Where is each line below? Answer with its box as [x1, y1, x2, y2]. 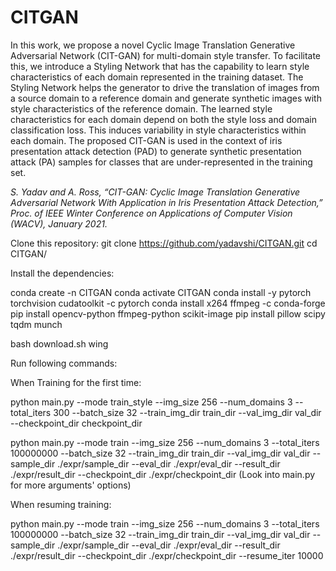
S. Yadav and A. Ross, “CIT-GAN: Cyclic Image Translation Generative [10, 186, 301, 198]
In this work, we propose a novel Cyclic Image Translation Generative [10, 39, 296, 51]
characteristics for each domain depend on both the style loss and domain [10, 113, 317, 125]
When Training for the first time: [10, 376, 142, 388]
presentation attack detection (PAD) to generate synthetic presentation [10, 145, 302, 157]
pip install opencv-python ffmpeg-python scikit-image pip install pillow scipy [10, 307, 326, 320]
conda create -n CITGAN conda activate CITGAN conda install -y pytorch [10, 286, 312, 298]
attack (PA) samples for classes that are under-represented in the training [10, 156, 313, 168]
